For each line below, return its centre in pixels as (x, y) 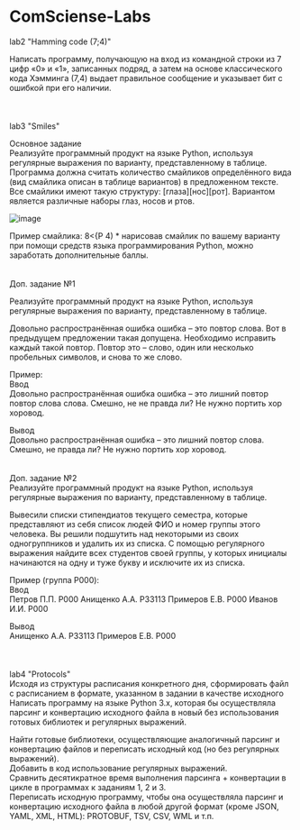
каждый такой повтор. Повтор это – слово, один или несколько (132, 347)
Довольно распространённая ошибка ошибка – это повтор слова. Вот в (148, 328)
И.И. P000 (29, 608)
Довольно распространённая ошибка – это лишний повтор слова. (137, 440)
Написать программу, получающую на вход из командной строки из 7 (145, 59)
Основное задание (45, 143)
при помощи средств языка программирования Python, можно (132, 245)
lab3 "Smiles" (35, 126)
